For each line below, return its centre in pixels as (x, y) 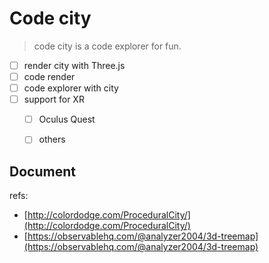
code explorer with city (71, 88)
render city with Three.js (74, 65)
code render (49, 76)
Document (42, 171)
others (52, 139)
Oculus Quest (67, 119)
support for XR (54, 99)
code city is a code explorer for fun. (107, 46)
